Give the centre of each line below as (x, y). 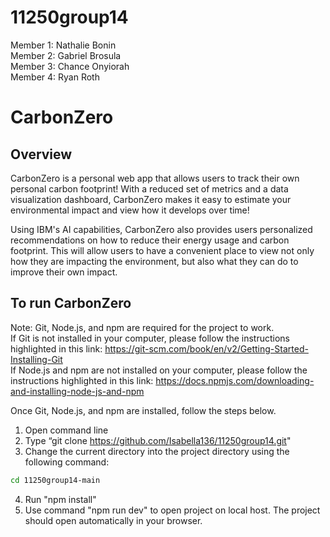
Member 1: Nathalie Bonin (63, 45)
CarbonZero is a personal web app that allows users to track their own (155, 178)
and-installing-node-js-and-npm (77, 391)
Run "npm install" (60, 499)
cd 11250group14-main (55, 480)
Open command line (66, 430)
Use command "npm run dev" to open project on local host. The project (172, 510)
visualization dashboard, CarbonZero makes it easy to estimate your (151, 199)
